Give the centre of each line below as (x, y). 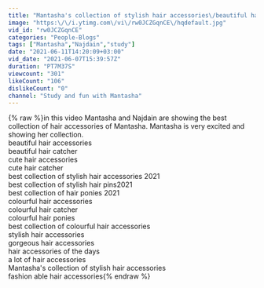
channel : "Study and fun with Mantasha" (75, 96)
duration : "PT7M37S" (42, 67)
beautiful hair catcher (43, 151)
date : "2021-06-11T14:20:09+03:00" (66, 52)
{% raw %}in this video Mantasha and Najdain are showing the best (117, 118)
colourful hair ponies (42, 218)
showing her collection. (46, 135)
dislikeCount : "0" (38, 88)
